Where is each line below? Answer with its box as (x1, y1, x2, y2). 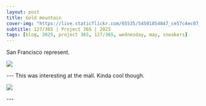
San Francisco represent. (6, 48, 70, 56)
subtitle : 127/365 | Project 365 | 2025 (6, 26, 112, 32)
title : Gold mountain (6, 15, 62, 21)
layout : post (6, 9, 40, 15)
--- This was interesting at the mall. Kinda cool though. (6, 72, 145, 80)
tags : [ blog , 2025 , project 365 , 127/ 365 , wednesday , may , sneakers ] (6, 32, 188, 38)
